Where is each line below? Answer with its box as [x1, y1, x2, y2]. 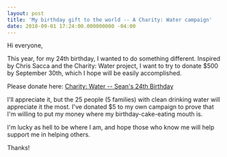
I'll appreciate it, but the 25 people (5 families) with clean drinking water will [7, 96, 220, 104]
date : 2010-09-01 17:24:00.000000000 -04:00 [7, 23, 136, 29]
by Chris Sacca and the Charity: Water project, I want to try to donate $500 [7, 62, 219, 70]
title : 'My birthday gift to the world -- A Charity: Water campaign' [7, 16, 213, 23]
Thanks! [7, 144, 30, 152]
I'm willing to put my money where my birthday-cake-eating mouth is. [7, 110, 203, 118]
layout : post [7, 10, 44, 17]
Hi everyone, [7, 42, 43, 50]
